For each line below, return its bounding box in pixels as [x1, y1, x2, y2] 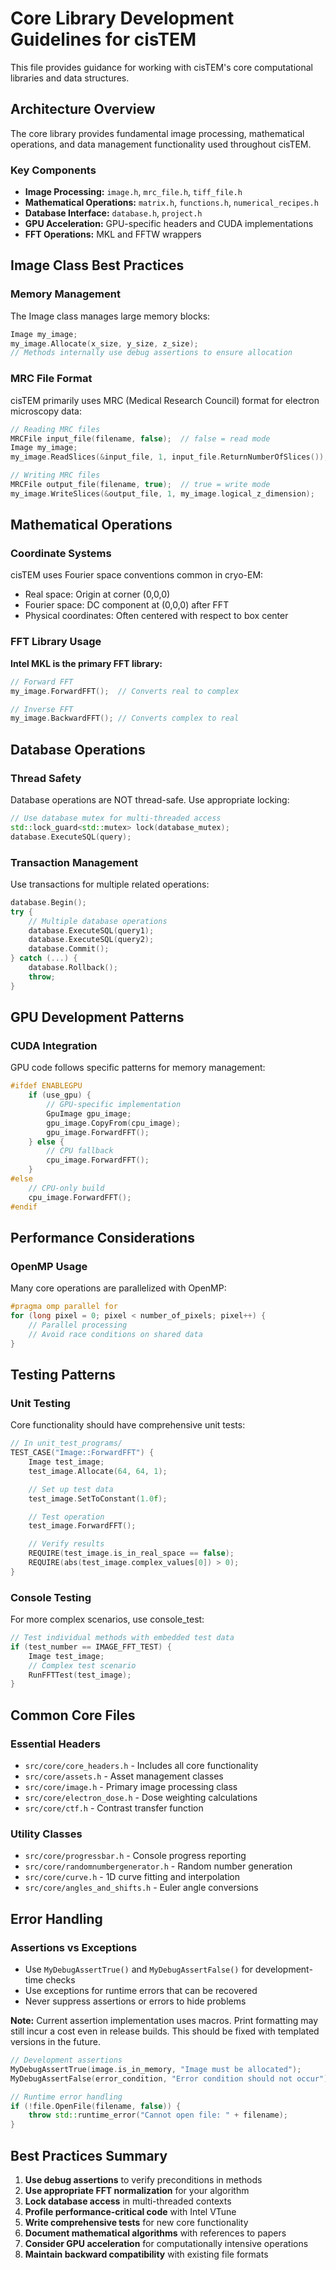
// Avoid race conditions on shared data [28, 1329, 203, 1339]
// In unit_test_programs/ [10, 1438, 123, 1449]
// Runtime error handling [10, 2092, 123, 2102]
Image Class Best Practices [10, 257, 185, 274]
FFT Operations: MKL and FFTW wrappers [24, 228, 202, 241]
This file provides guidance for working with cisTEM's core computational [10, 61, 313, 73]
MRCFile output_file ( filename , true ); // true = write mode [10, 480, 271, 490]
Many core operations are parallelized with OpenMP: [10, 1282, 227, 1294]
